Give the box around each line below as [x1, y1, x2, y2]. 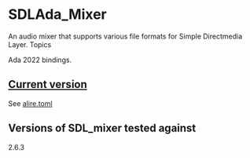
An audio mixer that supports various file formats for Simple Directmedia [8, 31, 243, 41]
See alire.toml [8, 98, 53, 108]
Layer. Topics [8, 39, 52, 49]
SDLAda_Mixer [8, 6, 108, 24]
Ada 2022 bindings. [8, 55, 72, 64]
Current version [8, 78, 88, 91]
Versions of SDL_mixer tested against [8, 122, 197, 135]
